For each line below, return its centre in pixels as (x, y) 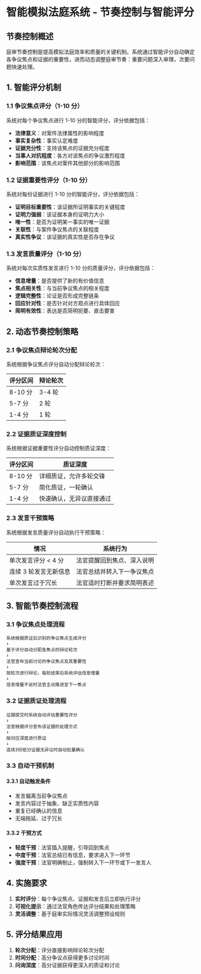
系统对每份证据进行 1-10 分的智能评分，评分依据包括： (73, 194)
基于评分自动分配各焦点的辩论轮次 (42, 650)
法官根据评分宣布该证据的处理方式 (42, 726)
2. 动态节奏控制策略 (42, 331)
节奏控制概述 (30, 36)
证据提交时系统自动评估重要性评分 (42, 715)
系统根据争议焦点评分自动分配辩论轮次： (56, 364)
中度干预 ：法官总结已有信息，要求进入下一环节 (72, 855)
